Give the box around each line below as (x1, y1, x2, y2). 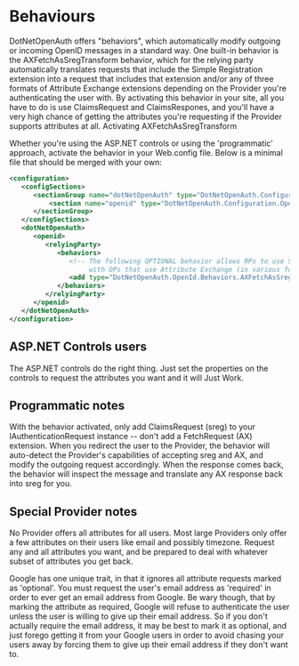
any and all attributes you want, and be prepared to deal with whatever (9, 547, 269, 558)
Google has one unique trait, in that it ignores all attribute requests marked (9, 574, 282, 584)
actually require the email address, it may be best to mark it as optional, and (9, 621, 287, 631)
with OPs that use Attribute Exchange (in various (88, 265, 280, 274)
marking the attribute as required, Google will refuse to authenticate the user (9, 602, 290, 613)
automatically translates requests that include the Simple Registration (9, 64, 263, 75)
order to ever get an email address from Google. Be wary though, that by (9, 592, 276, 603)
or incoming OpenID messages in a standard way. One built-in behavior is (9, 44, 279, 55)
